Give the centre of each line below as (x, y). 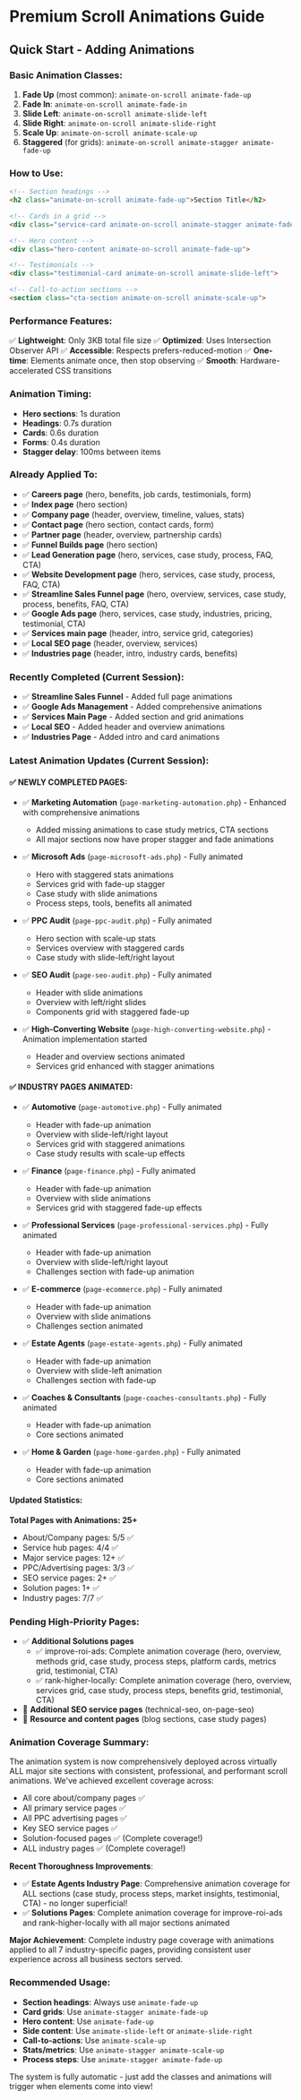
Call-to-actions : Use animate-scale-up (94, 2040)
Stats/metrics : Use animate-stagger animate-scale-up (123, 2050)
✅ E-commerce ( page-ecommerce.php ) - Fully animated (122, 1289)
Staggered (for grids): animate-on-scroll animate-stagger (130, 142)
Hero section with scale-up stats (96, 939)
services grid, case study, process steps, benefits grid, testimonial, (159, 1690)
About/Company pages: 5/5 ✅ (78, 1537)
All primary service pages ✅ (74, 1808)
